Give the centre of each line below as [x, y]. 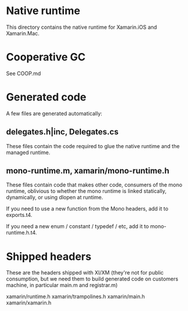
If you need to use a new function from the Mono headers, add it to [87, 209]
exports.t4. [19, 215]
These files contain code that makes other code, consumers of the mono [94, 185]
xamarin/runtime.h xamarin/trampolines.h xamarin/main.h [75, 297]
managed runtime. [28, 152]
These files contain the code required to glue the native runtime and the [93, 146]
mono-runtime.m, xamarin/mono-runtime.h [88, 171]
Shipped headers [49, 256]
